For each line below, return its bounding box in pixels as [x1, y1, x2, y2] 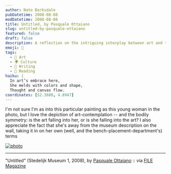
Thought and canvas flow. [10, 87, 65, 93]
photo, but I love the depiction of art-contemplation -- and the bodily [5, 112, 149, 118]
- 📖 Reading [10, 69, 36, 74]
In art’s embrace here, [10, 78, 60, 83]
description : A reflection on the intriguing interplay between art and [5, 41, 163, 46]
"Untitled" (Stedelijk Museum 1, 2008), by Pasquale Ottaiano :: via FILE [5, 158, 153, 164]
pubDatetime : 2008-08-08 [5, 12, 58, 17]
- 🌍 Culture [10, 59, 37, 64]
